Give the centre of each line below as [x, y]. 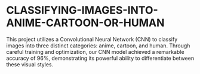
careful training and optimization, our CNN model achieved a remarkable [95, 52]
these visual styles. [30, 64]
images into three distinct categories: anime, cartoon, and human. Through [98, 46]
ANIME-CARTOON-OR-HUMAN [85, 23]
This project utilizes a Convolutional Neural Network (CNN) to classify [92, 39]
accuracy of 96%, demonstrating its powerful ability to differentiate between [100, 58]
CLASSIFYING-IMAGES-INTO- [82, 10]
